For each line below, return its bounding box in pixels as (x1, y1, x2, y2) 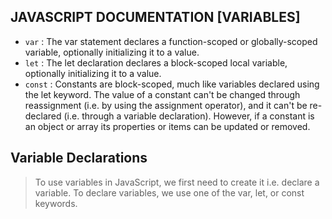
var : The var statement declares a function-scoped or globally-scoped (24, 35, 318, 47)
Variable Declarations (10, 150, 148, 167)
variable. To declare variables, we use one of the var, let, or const (34, 186, 305, 199)
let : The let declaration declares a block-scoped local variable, (24, 56, 288, 69)
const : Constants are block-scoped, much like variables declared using (24, 78, 320, 90)
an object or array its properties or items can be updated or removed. (24, 120, 311, 132)
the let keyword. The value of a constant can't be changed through (24, 88, 301, 100)
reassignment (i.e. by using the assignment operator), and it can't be (24, 99, 308, 111)
